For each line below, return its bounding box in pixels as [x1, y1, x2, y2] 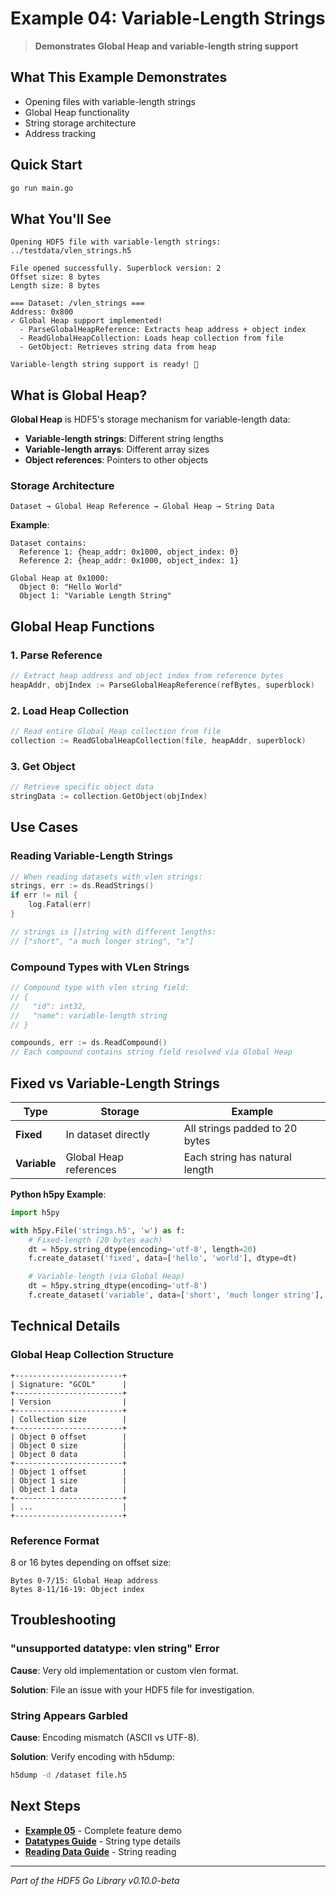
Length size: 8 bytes [10, 281, 101, 291]
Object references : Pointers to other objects [24, 454, 209, 466]
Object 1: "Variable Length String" [19, 591, 172, 601]
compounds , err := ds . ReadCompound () [10, 1038, 168, 1048]
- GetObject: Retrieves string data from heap [19, 342, 217, 352]
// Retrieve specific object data [10, 782, 155, 792]
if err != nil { [10, 890, 78, 901]
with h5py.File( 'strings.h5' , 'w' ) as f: [10, 1225, 186, 1236]
